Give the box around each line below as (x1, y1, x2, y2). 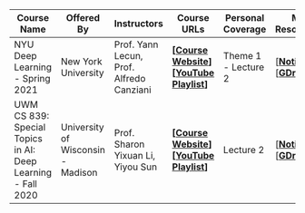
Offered (65, 12, 101, 24)
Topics (14, 132, 43, 144)
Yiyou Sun (113, 160, 157, 173)
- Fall (14, 178, 38, 189)
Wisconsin (60, 144, 106, 156)
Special (14, 121, 46, 133)
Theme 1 (222, 50, 261, 62)
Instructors (113, 17, 163, 30)
